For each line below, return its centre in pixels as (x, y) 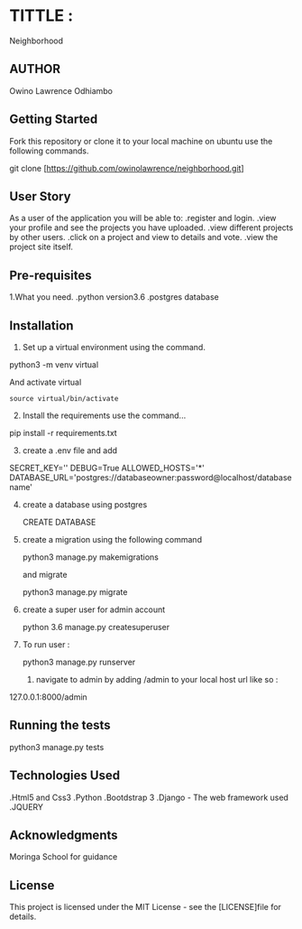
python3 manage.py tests (57, 747)
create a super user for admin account (94, 609)
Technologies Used (64, 776)
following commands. (49, 151)
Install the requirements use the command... (104, 415)
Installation (41, 325)
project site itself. (41, 247)
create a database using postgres (85, 505)
